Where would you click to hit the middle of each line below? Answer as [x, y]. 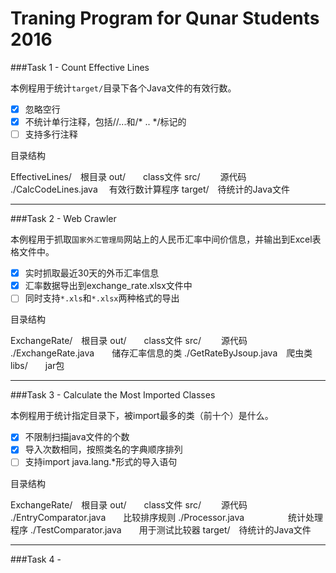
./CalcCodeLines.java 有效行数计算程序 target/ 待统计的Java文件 [150, 189]
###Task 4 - [36, 559]
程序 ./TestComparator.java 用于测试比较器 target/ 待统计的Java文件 [161, 529]
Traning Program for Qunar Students [165, 18]
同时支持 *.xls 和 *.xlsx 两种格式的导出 [102, 298]
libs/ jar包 [37, 366]
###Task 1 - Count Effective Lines [80, 67]
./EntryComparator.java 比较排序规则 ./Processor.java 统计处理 [167, 517]
